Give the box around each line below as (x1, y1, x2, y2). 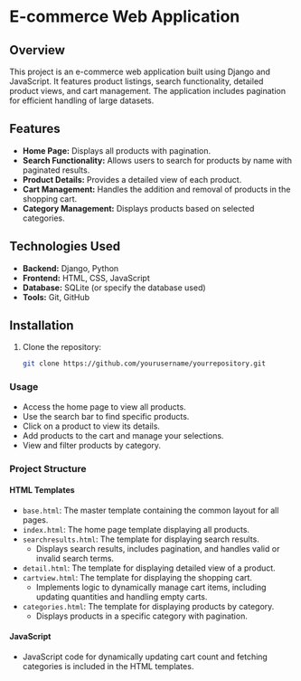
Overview (9, 43, 66, 58)
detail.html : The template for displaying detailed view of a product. (22, 563, 276, 573)
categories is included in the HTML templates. (22, 660, 194, 671)
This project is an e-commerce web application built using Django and (9, 66, 271, 77)
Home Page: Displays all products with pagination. (22, 145, 211, 156)
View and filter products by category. (22, 440, 161, 450)
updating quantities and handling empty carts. (35, 591, 208, 602)
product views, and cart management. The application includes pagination (9, 86, 287, 96)
